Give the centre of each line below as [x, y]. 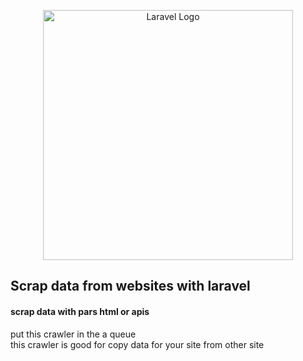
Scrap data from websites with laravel [130, 286]
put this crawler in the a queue [73, 334]
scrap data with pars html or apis [80, 311]
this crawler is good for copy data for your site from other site [137, 344]
